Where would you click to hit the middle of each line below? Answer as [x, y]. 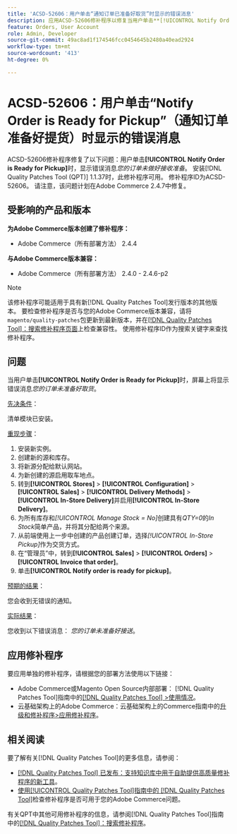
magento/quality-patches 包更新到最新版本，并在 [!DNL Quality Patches [110, 320]
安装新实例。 [36, 449]
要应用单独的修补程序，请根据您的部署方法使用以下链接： [91, 674]
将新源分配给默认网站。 [51, 466]
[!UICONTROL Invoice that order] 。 [69, 562]
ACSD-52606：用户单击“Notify [101, 103]
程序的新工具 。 [39, 781]
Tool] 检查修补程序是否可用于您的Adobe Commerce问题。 [101, 799]
